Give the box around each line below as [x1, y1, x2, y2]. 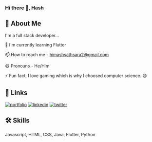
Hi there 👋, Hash [5, 4, 44, 11]
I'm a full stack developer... [5, 32, 59, 38]
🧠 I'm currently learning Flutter [5, 41, 67, 48]
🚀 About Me [5, 20, 41, 28]
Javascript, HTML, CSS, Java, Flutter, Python [5, 132, 96, 138]
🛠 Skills [5, 116, 30, 124]
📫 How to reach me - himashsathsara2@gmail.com [5, 51, 109, 58]
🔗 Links [5, 89, 28, 97]
